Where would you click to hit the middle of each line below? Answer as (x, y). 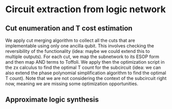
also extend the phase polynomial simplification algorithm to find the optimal (86, 73)
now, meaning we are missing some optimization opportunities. (72, 84)
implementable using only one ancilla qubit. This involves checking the (80, 46)
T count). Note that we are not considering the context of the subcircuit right (86, 78)
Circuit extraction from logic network (86, 9)
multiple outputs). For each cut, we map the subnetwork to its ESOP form (82, 57)
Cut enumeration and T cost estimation (69, 28)
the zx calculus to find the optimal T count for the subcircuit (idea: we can (83, 67)
